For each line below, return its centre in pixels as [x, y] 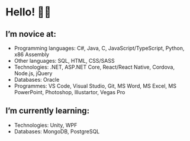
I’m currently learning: [48, 111]
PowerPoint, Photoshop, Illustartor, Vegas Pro [70, 92]
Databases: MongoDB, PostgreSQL [57, 131]
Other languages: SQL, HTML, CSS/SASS [64, 61]
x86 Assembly [32, 55]
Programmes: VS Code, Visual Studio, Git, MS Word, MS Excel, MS [95, 86]
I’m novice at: [31, 34]
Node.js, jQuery [33, 73]
